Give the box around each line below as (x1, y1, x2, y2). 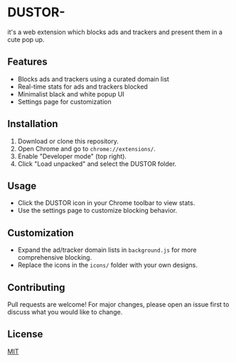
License (7, 328, 43, 341)
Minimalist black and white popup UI (17, 89, 124, 98)
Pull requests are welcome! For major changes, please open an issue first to (7, 300, 230, 309)
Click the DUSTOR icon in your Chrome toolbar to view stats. (17, 199, 195, 207)
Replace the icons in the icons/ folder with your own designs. (17, 260, 198, 270)
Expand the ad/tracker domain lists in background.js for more (17, 246, 197, 254)
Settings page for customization (17, 97, 112, 106)
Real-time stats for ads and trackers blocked (17, 82, 148, 91)
